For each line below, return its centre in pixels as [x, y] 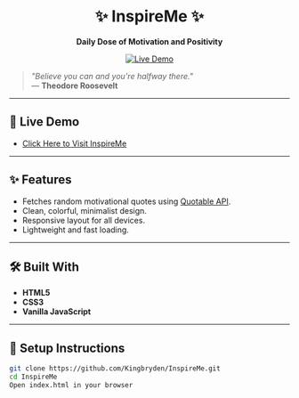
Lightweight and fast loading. [75, 230]
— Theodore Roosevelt [74, 85]
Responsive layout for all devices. [83, 220]
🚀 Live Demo [44, 122]
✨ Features [40, 180]
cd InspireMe [33, 377]
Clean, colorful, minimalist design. [84, 210]
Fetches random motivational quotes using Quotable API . [126, 201]
